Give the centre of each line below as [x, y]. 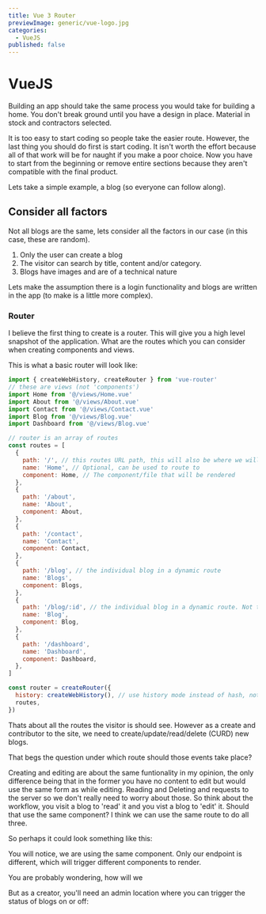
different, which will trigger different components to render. [105, 862]
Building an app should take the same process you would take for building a [132, 106]
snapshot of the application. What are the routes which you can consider [127, 342]
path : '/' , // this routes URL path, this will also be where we [133, 460]
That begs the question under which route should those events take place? [130, 757]
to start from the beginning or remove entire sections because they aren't [128, 164]
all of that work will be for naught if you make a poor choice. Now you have [131, 155]
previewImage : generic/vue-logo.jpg [68, 23]
